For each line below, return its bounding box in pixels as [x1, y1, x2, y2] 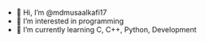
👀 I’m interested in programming [15, 16, 124, 26]
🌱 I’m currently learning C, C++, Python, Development [15, 25, 197, 34]
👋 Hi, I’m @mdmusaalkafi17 [15, 8, 107, 17]
